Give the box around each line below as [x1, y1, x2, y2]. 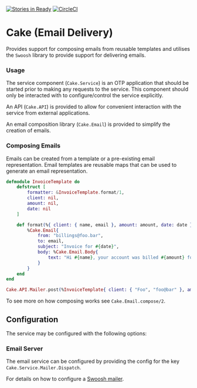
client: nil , [27, 195, 59, 201]
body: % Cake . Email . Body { [37, 249, 98, 255]
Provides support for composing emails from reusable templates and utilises [6, 45, 191, 52]
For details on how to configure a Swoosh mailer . [6, 375, 124, 383]
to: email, [37, 238, 64, 244]
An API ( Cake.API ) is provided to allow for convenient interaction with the [6, 103, 182, 111]
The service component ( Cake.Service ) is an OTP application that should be [6, 80, 189, 87]
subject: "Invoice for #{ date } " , [37, 243, 119, 250]
